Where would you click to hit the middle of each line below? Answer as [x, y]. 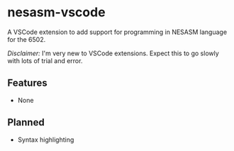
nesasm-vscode [56, 12]
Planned [26, 122]
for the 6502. [27, 39]
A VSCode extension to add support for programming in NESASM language [117, 32]
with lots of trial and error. [45, 60]
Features [27, 83]
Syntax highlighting [46, 140]
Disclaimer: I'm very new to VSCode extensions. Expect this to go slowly [113, 53]
